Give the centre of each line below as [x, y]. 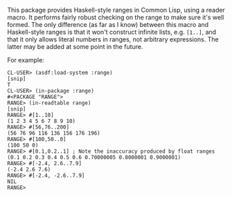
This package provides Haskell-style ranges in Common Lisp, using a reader [116, 10]
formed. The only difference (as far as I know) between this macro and [108, 25]
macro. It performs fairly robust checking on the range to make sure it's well [116, 17]
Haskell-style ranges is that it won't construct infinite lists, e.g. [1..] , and [112, 32]
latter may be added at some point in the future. [75, 47]
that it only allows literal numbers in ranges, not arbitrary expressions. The [113, 39]
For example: [26, 60]
